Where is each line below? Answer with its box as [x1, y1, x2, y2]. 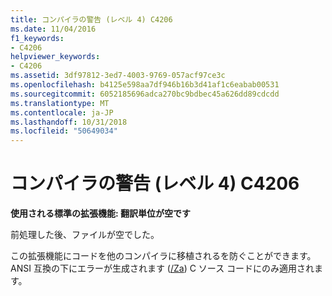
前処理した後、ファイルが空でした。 [10, 229, 160, 241]
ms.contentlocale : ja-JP [10, 107, 114, 118]
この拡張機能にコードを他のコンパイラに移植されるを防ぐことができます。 [10, 250, 317, 262]
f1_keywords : [10, 33, 65, 43]
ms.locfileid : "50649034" [10, 126, 118, 136]
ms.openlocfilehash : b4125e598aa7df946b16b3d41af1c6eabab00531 [10, 80, 280, 90]
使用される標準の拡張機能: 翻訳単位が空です [10, 207, 191, 220]
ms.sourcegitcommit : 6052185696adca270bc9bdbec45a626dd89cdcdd [10, 89, 280, 99]
